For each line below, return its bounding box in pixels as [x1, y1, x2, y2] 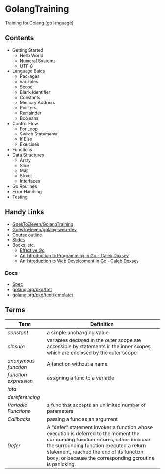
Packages [19, 73, 40, 79]
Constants [19, 94, 41, 100]
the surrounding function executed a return [46, 442, 146, 449]
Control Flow [12, 120, 38, 126]
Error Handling [12, 188, 42, 194]
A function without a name [46, 360, 108, 367]
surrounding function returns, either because [46, 436, 151, 443]
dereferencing [7, 393, 40, 400]
